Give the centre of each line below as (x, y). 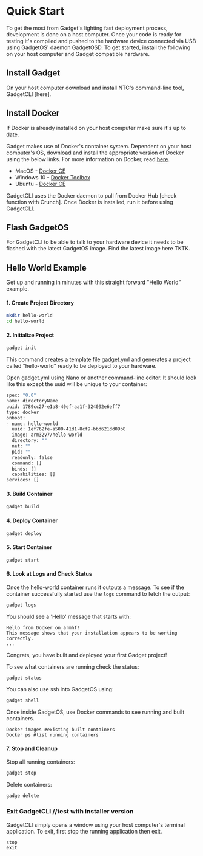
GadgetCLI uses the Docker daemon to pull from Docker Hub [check (92, 195)
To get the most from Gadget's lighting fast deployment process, (87, 28)
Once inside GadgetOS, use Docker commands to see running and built (95, 712)
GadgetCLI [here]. (29, 94)
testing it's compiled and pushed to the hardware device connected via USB (101, 41)
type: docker (23, 412)
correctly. (20, 638)
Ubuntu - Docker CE (40, 184)
